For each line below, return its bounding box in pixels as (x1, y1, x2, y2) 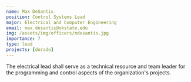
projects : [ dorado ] (6, 47, 54, 53)
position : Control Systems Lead (6, 14, 85, 20)
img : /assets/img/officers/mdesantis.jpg (6, 30, 109, 36)
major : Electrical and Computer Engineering (6, 19, 117, 25)
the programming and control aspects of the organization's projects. (6, 69, 172, 76)
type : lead (6, 42, 33, 47)
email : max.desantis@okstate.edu (6, 25, 88, 31)
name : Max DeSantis (6, 8, 54, 15)
